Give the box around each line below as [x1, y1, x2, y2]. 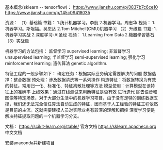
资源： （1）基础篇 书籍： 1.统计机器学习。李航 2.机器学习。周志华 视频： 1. [5, 20, 156, 25]
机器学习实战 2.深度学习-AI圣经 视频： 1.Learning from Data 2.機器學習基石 [5, 32, 154, 37]
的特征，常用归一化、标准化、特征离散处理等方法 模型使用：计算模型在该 [5, 83, 151, 88]
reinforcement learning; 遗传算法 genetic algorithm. [5, 60, 108, 66]
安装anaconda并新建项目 [5, 140, 55, 146]
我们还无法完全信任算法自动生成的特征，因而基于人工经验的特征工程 [13, 101, 149, 107]
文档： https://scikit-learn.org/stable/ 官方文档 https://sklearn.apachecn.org [5, 123, 157, 129]
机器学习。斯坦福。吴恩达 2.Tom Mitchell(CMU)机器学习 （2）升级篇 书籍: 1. [5, 26, 157, 32]
